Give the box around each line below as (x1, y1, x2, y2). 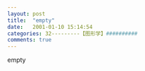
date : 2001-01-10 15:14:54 (7, 23, 93, 30)
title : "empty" (7, 17, 55, 24)
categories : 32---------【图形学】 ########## (7, 30, 138, 37)
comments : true (7, 37, 52, 44)
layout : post (7, 10, 46, 18)
